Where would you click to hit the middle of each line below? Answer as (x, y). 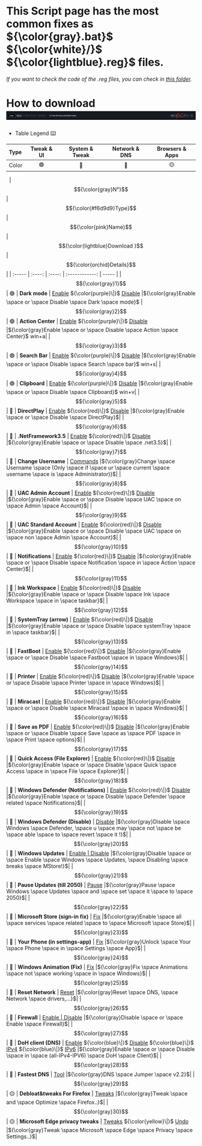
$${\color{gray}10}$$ (101, 547)
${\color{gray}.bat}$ (60, 37)
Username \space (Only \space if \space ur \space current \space (88, 468)
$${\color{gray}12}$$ (101, 610)
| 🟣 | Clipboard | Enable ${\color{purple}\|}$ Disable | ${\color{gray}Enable (99, 383)
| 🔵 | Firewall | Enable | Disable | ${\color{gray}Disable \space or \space (95, 1018)
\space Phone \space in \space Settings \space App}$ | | (76, 948)
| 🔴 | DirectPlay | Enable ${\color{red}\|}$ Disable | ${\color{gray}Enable (96, 411)
